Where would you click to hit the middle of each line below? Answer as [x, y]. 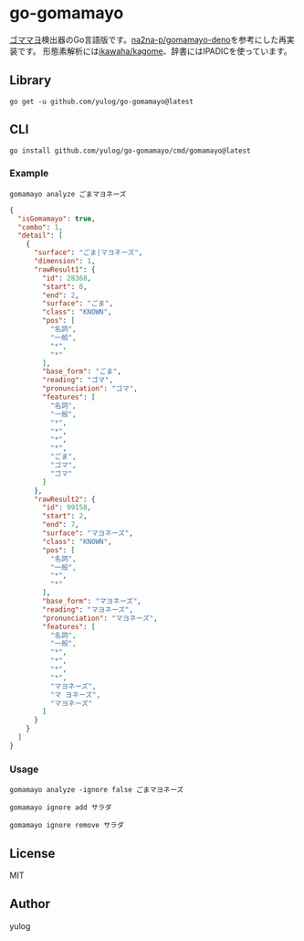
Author [30, 904]
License [32, 853]
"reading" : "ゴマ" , [78, 380]
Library [31, 80]
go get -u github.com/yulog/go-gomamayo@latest [102, 102]
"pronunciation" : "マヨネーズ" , [100, 618]
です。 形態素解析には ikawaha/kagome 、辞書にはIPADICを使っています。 [154, 51]
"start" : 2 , [65, 516]
